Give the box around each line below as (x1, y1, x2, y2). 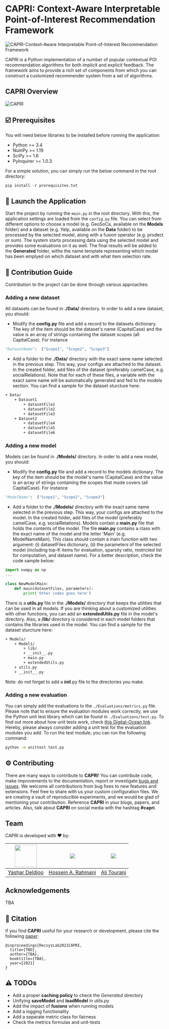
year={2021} (10, 961, 35, 966)
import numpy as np (5, 567, 46, 572)
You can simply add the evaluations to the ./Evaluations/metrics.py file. (5, 703, 156, 709)
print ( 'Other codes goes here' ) (23, 591, 92, 596)
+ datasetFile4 (23, 421, 55, 426)
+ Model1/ (14, 641, 35, 646)
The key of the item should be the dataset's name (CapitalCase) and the (12, 326, 162, 332)
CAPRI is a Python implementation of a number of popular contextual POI (5, 56, 157, 62)
